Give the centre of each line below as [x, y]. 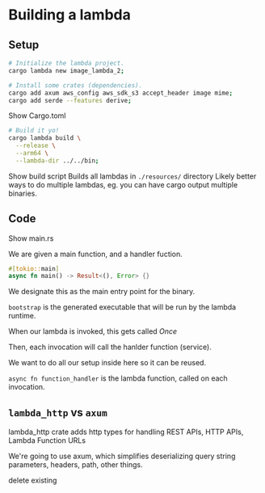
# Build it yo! [34, 131]
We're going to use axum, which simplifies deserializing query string [122, 456]
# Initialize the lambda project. [67, 63]
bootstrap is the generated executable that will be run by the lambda [122, 307]
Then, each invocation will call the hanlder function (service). [110, 347]
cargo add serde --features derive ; [70, 100]
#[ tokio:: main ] [34, 268]
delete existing [33, 480]
